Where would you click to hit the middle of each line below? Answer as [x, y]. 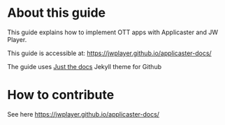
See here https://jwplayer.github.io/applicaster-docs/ [83, 114]
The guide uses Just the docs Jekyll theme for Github [85, 66]
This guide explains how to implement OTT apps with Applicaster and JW [113, 32]
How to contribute [61, 95]
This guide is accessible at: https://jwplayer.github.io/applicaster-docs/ [109, 53]
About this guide [57, 13]
